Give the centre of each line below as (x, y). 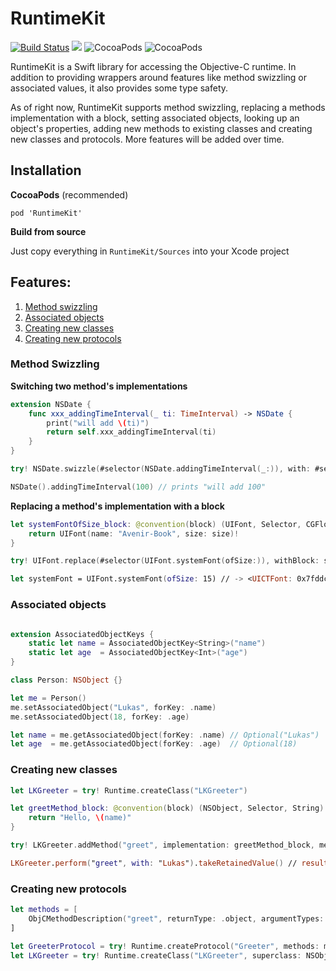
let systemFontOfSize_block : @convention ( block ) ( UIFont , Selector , (156, 524)
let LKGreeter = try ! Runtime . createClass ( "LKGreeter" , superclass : (156, 955)
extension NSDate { (51, 404)
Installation (46, 170)
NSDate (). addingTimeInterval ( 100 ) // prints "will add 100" (138, 487)
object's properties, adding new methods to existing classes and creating (161, 128)
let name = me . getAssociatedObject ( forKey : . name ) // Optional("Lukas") (165, 735)
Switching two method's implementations (99, 386)
